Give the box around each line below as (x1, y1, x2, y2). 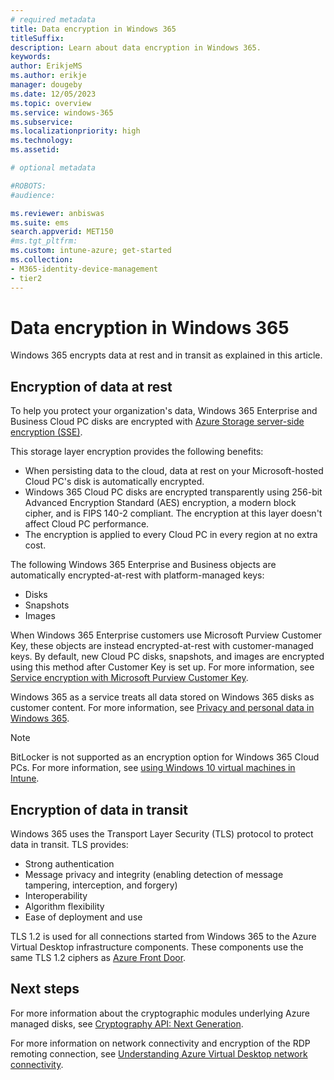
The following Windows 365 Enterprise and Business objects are (10, 559, 277, 571)
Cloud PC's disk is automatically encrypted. (24, 476, 205, 488)
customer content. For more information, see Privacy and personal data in (10, 702, 315, 714)
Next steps (10, 981, 80, 998)
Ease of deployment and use (24, 911, 143, 923)
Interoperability (24, 890, 88, 902)
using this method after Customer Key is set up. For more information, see (10, 661, 315, 673)
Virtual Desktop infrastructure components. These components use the (10, 941, 304, 953)
